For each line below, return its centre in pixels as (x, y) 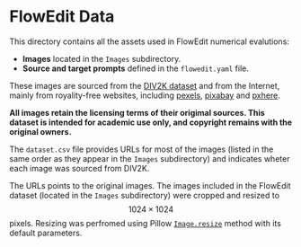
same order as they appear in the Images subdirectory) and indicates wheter (150, 158)
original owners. (40, 131)
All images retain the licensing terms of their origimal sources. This (137, 112)
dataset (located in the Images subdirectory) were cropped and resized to (145, 195)
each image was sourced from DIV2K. (80, 168)
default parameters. (46, 233)
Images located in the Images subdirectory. (102, 58)
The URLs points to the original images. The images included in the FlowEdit (150, 185)
